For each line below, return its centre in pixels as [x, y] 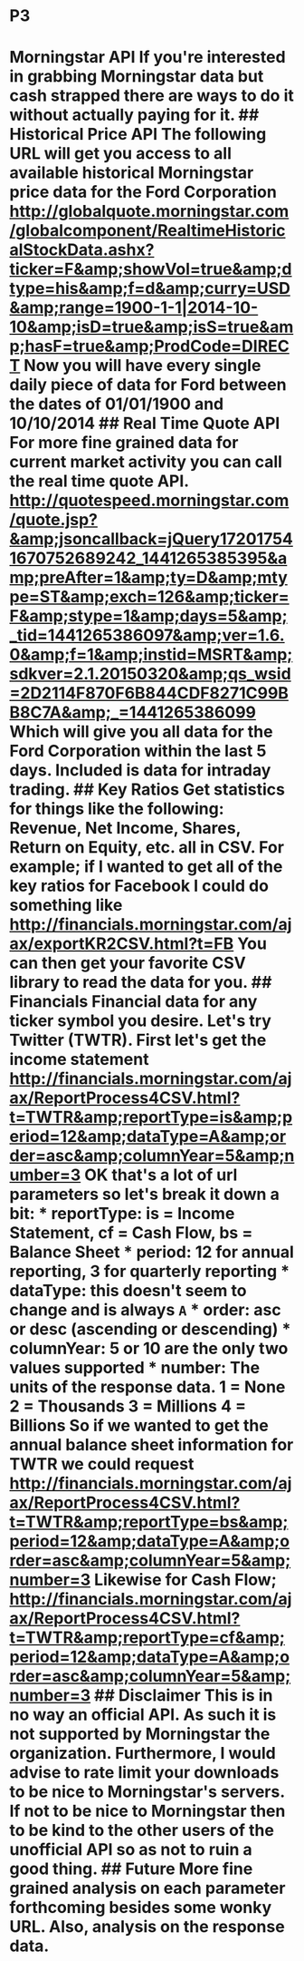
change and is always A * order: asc [146, 1310]
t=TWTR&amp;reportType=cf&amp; [147, 1638]
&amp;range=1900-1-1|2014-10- [134, 308]
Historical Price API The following [138, 135]
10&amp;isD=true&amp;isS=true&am [152, 327]
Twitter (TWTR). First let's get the [138, 1040]
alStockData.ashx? [82, 250]
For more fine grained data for [124, 443]
